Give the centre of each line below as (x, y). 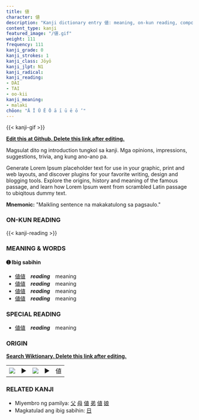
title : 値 (18, 12)
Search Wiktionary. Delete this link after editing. (66, 356)
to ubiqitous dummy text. (36, 193)
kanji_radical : (25, 72)
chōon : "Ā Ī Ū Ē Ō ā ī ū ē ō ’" (46, 111)
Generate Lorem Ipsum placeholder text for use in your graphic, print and (95, 168)
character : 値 (23, 17)
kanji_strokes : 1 (28, 56)
